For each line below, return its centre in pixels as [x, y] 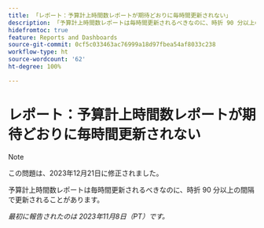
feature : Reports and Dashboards [63, 37]
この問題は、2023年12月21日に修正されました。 [86, 173]
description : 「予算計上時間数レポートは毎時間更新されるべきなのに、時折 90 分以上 [132, 23]
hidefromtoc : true [38, 30]
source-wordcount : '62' [47, 60]
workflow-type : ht [38, 52]
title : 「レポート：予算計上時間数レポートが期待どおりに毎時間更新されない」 [120, 15]
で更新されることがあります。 [56, 199]
